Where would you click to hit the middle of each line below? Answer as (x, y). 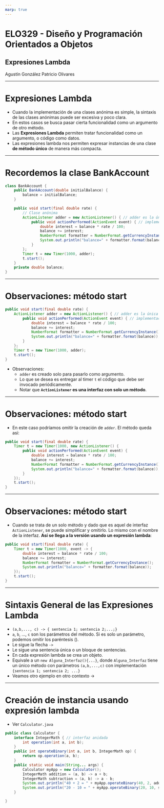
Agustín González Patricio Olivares (40, 74)
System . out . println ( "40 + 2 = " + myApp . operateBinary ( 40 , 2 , (87, 783)
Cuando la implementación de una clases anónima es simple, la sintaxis (84, 112)
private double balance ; (39, 267)
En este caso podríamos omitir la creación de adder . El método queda (82, 428)
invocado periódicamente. (46, 384)
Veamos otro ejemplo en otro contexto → (53, 676)
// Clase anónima (40, 213)
